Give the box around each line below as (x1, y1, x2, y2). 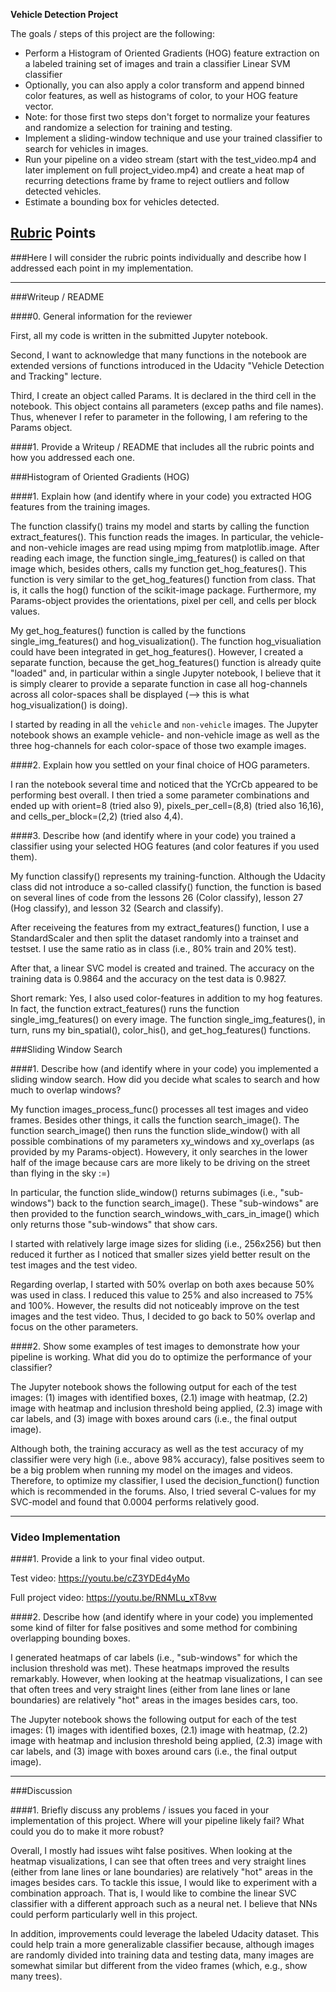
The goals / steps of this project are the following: (10, 28, 215, 39)
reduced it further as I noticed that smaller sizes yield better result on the (10, 1248, 311, 1260)
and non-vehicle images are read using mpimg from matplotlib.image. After (10, 541, 320, 553)
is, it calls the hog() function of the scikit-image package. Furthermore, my (10, 584, 317, 596)
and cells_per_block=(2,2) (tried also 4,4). (10, 810, 184, 822)
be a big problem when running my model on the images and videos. (10, 1464, 293, 1476)
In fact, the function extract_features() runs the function (10, 1002, 240, 1014)
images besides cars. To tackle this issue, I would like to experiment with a (10, 1877, 318, 1889)
